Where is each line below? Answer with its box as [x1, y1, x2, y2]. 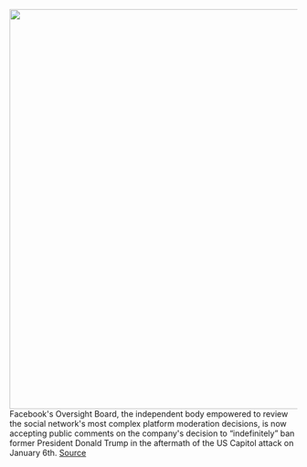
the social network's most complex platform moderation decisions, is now [9, 419, 287, 429]
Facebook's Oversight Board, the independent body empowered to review [9, 409, 289, 419]
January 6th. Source [9, 448, 87, 458]
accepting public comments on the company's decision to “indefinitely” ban [9, 428, 295, 439]
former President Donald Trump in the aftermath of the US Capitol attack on [9, 438, 294, 448]
